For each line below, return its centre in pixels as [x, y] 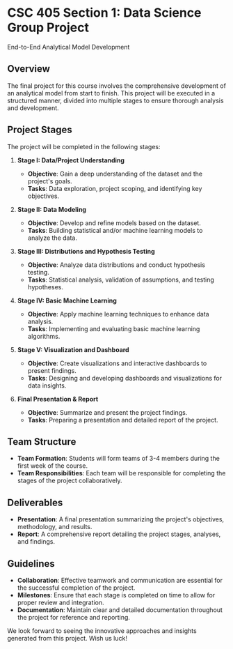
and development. [33, 108]
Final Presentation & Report [58, 399]
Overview [29, 69]
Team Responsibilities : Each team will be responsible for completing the [121, 473]
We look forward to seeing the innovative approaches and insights [102, 631]
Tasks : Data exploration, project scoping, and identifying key [115, 188]
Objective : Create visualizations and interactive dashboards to [117, 363]
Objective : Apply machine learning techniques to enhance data [119, 314]
